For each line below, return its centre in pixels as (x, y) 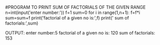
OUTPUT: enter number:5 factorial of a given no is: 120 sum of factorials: (80, 33)
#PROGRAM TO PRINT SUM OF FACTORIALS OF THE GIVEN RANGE (75, 7)
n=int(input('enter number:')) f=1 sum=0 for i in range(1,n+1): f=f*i (73, 12)
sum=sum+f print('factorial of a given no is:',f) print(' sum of (67, 18)
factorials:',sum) (22, 23)
